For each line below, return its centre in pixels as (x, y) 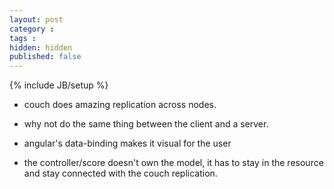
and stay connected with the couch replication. (120, 173)
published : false (45, 57)
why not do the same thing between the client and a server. (146, 124)
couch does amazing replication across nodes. (120, 105)
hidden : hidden (41, 47)
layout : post (36, 19)
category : (32, 29)
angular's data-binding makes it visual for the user (127, 143)
